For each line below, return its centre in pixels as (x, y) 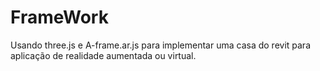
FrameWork (59, 17)
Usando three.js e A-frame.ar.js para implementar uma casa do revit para (160, 45)
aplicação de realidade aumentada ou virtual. (103, 55)
